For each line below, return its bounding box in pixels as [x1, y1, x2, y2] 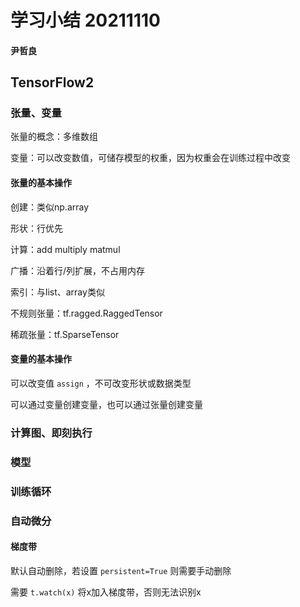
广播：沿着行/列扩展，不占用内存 [10, 264, 146, 276]
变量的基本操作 [10, 353, 72, 365]
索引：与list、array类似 [10, 286, 105, 298]
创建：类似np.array [10, 201, 90, 213]
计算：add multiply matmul [10, 243, 121, 255]
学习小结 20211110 [10, 9, 161, 32]
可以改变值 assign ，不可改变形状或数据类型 [10, 377, 192, 389]
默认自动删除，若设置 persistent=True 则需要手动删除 [10, 564, 232, 576]
